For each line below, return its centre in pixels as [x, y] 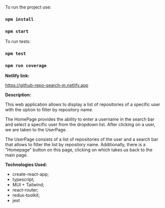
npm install [20, 19]
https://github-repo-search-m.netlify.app [47, 85]
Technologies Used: [26, 165]
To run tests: [18, 42]
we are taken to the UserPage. [36, 130]
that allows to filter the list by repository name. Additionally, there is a [75, 145]
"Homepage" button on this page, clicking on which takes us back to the [79, 150]
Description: [18, 95]
